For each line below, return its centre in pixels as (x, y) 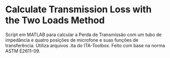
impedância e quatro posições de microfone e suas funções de (72, 40)
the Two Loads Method (55, 20)
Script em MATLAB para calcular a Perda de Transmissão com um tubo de (83, 34)
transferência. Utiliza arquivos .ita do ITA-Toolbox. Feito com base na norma (85, 45)
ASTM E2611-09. (23, 51)
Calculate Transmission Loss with (79, 9)
